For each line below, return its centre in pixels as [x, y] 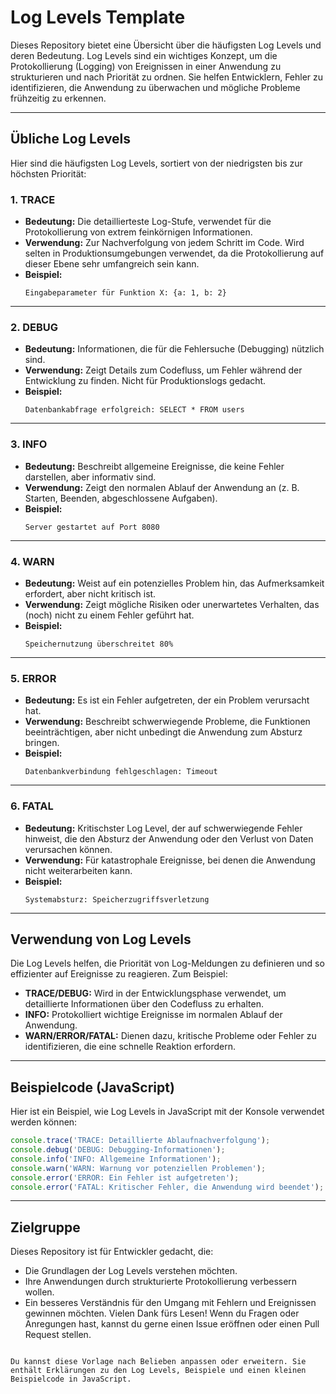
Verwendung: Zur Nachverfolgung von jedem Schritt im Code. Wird [164, 243]
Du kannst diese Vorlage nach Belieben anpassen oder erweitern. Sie [158, 1362]
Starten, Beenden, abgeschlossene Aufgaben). [121, 498]
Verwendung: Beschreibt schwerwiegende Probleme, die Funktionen [167, 722]
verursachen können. [68, 849]
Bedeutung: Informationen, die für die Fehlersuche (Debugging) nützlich [174, 349]
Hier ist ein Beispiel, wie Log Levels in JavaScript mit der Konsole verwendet [167, 1112]
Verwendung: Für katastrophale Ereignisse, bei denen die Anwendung [170, 860]
